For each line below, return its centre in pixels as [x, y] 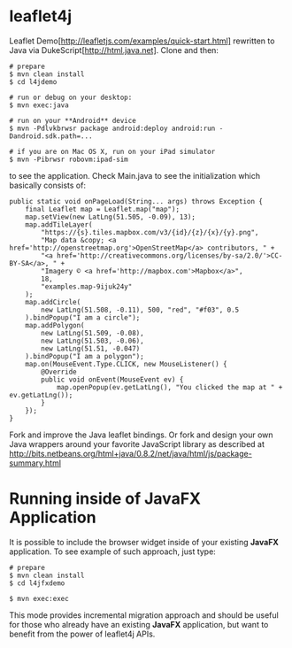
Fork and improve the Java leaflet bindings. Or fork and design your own [141, 435]
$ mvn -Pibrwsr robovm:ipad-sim [69, 159]
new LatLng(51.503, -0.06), [92, 341]
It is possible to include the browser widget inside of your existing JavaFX [144, 542]
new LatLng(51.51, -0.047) [91, 348]
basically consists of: [48, 185]
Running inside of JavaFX [105, 499]
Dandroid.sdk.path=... [51, 136]
